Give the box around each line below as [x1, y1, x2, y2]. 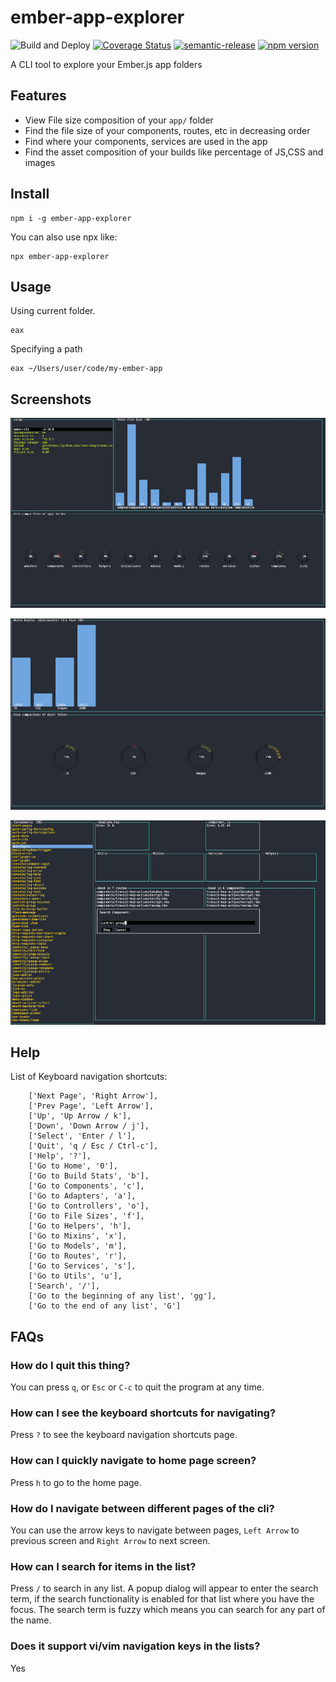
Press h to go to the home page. [10, 1476, 142, 1488]
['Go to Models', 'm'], [28, 1241, 128, 1251]
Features [10, 87, 67, 105]
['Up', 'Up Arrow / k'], [28, 1111, 132, 1121]
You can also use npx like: [10, 231, 118, 243]
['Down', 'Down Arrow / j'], [28, 1121, 150, 1131]
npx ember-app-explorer [10, 251, 110, 261]
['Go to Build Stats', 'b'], [28, 1171, 150, 1181]
